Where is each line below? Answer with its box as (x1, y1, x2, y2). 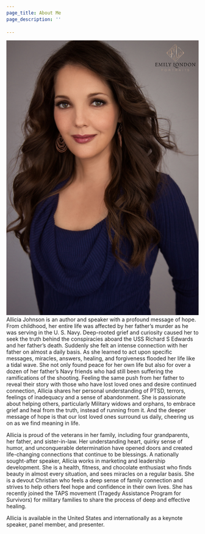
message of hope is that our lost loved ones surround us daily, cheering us (6, 413, 194, 421)
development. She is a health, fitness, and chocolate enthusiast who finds (6, 464, 192, 471)
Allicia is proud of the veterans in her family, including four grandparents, (6, 432, 190, 439)
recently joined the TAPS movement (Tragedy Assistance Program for (6, 489, 181, 497)
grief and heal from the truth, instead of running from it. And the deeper (6, 407, 186, 414)
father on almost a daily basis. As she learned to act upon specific (6, 348, 173, 356)
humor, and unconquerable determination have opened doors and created (6, 444, 193, 452)
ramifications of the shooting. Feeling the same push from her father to (6, 374, 185, 382)
